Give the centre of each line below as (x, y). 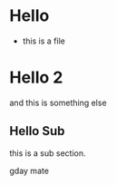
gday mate (29, 170)
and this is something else (58, 102)
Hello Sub (37, 131)
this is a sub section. (48, 153)
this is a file (44, 41)
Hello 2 (36, 78)
